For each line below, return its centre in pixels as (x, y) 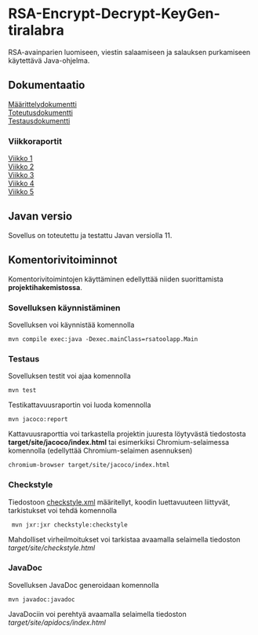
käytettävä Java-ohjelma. (49, 61)
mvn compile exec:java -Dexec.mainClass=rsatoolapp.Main (103, 339)
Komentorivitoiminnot (63, 260)
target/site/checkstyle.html (52, 548)
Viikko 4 (21, 184)
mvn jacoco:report (38, 420)
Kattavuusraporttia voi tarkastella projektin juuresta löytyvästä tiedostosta (127, 434)
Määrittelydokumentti (42, 104)
